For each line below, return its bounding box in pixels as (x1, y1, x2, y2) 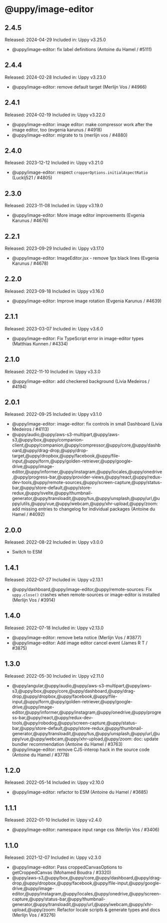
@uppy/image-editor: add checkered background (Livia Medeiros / (11, 378, 150, 384)
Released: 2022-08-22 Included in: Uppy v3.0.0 (4, 539, 103, 545)
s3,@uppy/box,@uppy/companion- (11, 437, 84, 443)
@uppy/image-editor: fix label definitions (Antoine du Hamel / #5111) (11, 47, 152, 52)
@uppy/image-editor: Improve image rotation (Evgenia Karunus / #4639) (11, 298, 162, 304)
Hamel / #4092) (11, 512, 45, 518)
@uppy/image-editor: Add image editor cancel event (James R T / (11, 640, 148, 646)
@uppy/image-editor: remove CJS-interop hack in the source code (11, 746, 150, 752)
